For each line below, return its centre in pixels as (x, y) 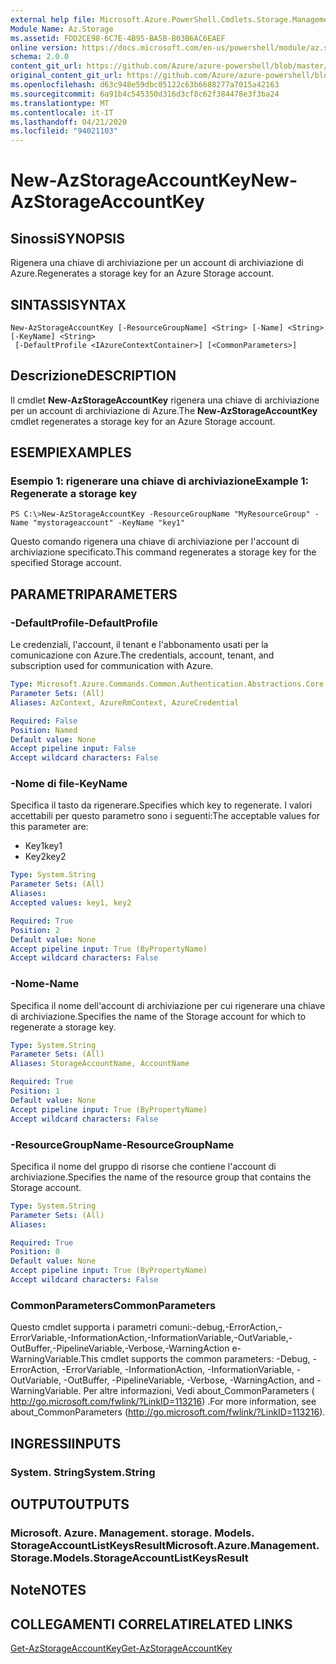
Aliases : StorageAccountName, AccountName (100, 1064)
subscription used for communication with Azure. (112, 666)
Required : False (44, 721)
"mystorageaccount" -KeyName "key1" (109, 523)
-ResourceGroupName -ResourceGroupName (122, 1144)
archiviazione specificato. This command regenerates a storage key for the (163, 552)
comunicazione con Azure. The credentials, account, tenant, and (142, 655)
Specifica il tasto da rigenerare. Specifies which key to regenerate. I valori (161, 805)
